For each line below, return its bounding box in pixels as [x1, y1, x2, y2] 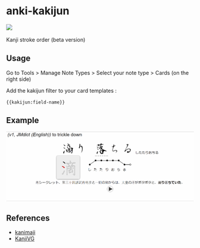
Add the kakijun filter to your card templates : [6, 87, 117, 94]
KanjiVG [14, 235, 35, 242]
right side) [6, 76, 32, 83]
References [6, 213, 50, 223]
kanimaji [14, 229, 36, 236]
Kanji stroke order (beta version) [6, 36, 86, 43]
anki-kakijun [6, 4, 70, 18]
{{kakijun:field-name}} [6, 99, 65, 105]
